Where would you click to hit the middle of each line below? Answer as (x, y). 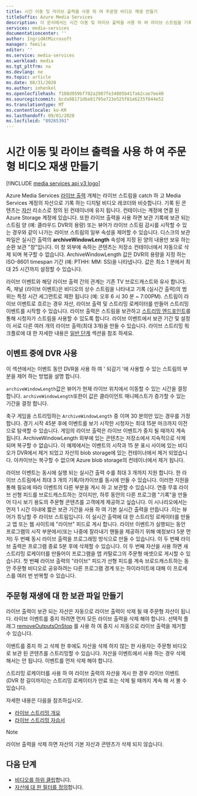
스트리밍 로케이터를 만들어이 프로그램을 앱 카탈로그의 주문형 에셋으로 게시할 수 (95, 553)
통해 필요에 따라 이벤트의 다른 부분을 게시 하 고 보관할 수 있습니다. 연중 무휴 (92, 487)
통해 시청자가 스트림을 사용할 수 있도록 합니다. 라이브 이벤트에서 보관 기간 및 (93, 319)
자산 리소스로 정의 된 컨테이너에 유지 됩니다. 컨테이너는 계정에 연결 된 (101, 210)
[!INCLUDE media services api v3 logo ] (53, 184)
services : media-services (38, 28)
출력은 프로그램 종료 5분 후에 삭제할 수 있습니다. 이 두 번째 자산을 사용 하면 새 (100, 546)
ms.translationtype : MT (35, 105)
